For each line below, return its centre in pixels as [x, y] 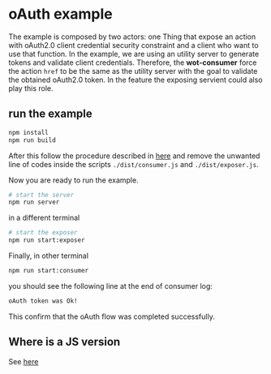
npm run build [32, 140]
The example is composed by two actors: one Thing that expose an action [132, 37]
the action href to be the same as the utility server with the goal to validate [133, 71]
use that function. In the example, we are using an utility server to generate [134, 54]
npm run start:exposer [47, 240]
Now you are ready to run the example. [74, 180]
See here [24, 361]
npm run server [34, 202]
